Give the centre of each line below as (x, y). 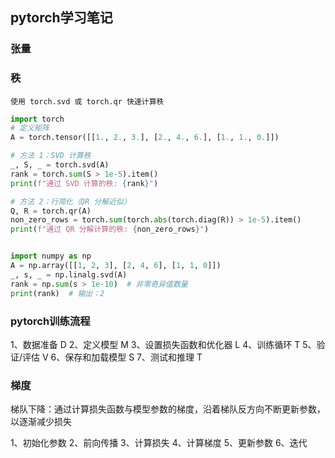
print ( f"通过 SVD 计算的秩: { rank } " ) (84, 183)
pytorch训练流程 (50, 321)
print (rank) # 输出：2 (57, 293)
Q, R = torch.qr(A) (51, 211)
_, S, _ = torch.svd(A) (60, 165)
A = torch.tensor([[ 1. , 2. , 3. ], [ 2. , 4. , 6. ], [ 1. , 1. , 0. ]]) (145, 138)
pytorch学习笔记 (61, 18)
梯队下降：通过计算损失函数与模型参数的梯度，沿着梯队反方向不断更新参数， (168, 409)
